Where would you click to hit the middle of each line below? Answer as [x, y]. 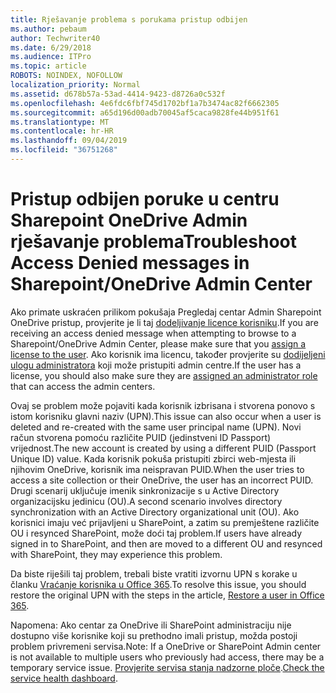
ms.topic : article [48, 66]
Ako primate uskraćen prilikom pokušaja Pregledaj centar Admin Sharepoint [166, 312]
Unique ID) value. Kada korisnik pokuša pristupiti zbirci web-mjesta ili [153, 458]
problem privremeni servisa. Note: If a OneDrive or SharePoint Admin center [166, 646]
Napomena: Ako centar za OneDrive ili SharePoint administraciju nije [151, 625]
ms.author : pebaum [48, 29]
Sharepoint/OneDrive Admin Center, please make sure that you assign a [158, 343]
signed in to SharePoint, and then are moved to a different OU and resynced [166, 543]
